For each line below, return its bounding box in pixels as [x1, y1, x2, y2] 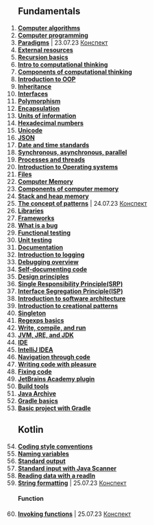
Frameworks [17, 213, 55, 222]
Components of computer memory [17, 184, 119, 193]
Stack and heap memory [17, 192, 90, 200]
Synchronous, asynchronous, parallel [17, 148, 127, 156]
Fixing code [17, 367, 52, 376]
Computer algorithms [17, 23, 81, 32]
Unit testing [17, 235, 52, 244]
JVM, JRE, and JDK [17, 330, 74, 339]
